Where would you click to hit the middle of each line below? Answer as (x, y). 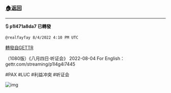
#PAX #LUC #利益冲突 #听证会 (37, 75)
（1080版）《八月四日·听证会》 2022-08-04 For (54, 58)
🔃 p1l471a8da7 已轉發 (28, 26)
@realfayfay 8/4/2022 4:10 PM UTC (42, 38)
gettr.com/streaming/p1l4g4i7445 (40, 64)
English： (115, 58)
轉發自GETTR (19, 48)
